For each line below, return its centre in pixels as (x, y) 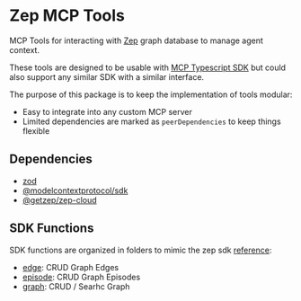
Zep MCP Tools (67, 16)
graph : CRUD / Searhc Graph (76, 286)
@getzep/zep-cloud (59, 199)
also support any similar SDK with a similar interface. (107, 76)
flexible (36, 130)
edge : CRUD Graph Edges (71, 267)
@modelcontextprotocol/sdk (75, 190)
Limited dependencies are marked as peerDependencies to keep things (151, 121)
